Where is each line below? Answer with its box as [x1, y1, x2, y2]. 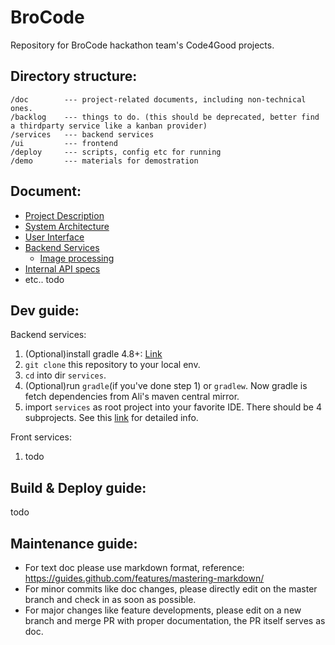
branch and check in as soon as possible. [24, 594, 197, 605]
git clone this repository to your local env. [24, 359, 201, 371]
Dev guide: [10, 302, 80, 319]
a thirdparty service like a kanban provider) [10, 121, 208, 131]
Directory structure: [10, 68, 138, 85]
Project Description [24, 209, 105, 221]
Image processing [39, 252, 115, 264]
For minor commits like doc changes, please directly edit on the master [24, 583, 318, 595]
